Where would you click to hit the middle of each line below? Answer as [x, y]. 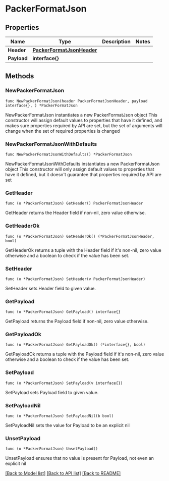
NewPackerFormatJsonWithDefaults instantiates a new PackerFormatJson [82, 164]
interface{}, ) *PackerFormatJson [42, 105]
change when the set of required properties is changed [63, 131]
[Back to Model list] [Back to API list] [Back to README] [63, 473]
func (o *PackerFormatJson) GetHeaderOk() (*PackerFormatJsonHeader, [80, 236]
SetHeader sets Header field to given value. [50, 288]
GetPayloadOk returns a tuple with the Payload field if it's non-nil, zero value [85, 354]
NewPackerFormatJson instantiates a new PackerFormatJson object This [81, 115]
